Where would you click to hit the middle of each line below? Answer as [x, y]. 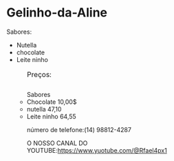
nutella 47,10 [44, 109]
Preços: [39, 74]
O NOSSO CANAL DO [57, 143]
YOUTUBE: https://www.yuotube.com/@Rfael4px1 [97, 150]
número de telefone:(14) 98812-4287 [79, 129]
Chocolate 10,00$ [52, 102]
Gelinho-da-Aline [57, 13]
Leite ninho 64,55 [51, 116]
